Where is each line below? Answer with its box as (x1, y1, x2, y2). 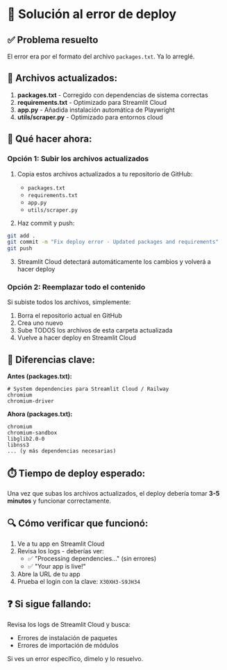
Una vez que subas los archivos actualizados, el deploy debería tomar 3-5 (7, 489, 220, 498)
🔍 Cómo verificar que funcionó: (7, 517, 149, 530)
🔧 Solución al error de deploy (7, 6, 177, 22)
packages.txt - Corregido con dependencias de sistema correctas (17, 90, 208, 99)
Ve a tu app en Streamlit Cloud (17, 539, 105, 548)
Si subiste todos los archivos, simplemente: (7, 298, 131, 306)
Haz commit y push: (17, 219, 75, 227)
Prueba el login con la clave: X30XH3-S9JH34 (17, 577, 141, 585)
